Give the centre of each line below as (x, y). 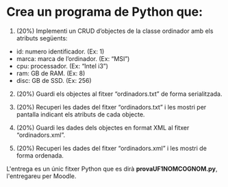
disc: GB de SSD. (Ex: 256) (54, 80)
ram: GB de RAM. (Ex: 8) (51, 73)
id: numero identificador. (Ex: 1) (60, 51)
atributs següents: (42, 38)
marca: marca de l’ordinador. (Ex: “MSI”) (73, 58)
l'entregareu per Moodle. (41, 176)
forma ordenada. (40, 155)
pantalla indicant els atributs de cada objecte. (80, 114)
